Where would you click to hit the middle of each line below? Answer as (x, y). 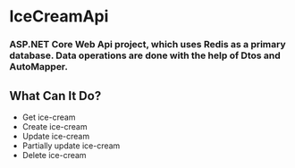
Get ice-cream (49, 117)
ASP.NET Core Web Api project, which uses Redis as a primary (147, 45)
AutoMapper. (39, 67)
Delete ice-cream (54, 155)
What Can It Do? (55, 96)
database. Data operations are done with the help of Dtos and (145, 55)
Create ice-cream (55, 126)
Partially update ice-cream (71, 146)
